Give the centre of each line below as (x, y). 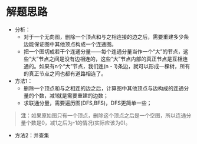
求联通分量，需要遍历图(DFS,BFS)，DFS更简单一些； (88, 103)
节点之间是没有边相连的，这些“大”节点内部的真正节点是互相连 (113, 59)
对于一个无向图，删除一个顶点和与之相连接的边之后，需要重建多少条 (106, 36)
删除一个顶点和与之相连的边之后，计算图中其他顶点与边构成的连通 (104, 88)
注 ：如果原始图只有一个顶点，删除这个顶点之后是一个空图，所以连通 (103, 115)
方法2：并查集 (32, 135)
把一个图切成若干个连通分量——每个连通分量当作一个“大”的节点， (103, 51)
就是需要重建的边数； (83, 95)
